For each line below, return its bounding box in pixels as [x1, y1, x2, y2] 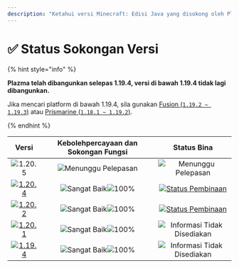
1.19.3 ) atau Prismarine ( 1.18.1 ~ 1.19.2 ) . [7, 107, 133, 116]
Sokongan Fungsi [67, 147, 128, 157]
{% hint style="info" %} [7, 65, 77, 73]
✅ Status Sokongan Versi [7, 40, 159, 57]
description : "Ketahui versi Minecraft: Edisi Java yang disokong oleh [7, 10, 224, 18]
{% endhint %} [7, 121, 51, 130]
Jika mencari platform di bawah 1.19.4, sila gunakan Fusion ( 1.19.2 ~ [7, 100, 208, 108]
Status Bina [173, 143, 213, 152]
